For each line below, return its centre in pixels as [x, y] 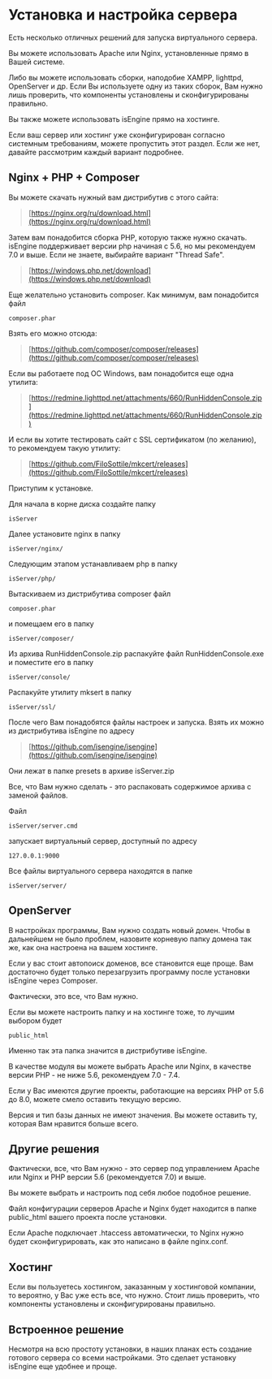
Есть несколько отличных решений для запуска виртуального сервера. [133, 37]
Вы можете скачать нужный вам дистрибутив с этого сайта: [114, 197]
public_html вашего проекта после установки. [88, 1217]
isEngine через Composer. [53, 980]
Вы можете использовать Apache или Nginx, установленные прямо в [129, 53]
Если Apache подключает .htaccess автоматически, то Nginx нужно [126, 1233]
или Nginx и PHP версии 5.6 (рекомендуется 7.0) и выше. [108, 1177]
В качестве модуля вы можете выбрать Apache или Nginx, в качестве [130, 1066]
